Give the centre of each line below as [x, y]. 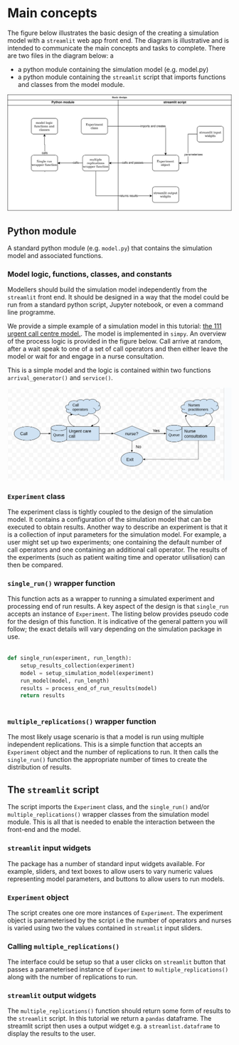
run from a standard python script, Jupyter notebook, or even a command [116, 305]
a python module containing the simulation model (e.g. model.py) [113, 69]
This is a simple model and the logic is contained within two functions [109, 370]
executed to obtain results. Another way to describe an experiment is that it [117, 527]
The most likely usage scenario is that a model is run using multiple [106, 737]
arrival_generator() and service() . [60, 378]
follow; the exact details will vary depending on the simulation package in [115, 629]
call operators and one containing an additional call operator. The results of [117, 550]
